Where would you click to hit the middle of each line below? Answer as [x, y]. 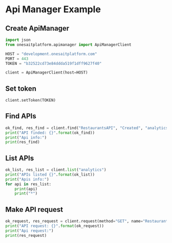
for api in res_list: [28, 184]
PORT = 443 [17, 59]
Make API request [34, 210]
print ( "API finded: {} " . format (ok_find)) [50, 133]
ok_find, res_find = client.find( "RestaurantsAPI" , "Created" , [74, 128]
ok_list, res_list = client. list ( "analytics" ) [56, 170]
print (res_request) [26, 235]
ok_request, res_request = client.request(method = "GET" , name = [74, 221]
